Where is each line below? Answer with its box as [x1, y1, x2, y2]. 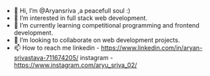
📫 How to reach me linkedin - [13, 44, 100, 52]
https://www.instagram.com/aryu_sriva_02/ [13, 61, 137, 69]
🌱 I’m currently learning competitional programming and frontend [13, 21, 200, 29]
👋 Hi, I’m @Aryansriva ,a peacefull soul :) [13, 7, 130, 15]
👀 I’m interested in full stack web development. [13, 14, 148, 22]
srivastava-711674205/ [13, 54, 78, 61]
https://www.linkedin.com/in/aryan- [100, 44, 203, 52]
